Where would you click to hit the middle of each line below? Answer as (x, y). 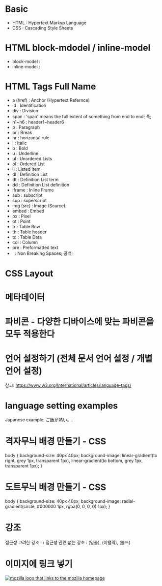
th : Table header (29, 232)
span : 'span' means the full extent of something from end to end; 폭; (82, 116)
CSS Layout (29, 274)
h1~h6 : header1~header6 (38, 122)
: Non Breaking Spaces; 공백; (44, 253)
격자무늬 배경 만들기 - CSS (56, 442)
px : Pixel (21, 216)
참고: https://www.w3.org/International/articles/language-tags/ (68, 385)
